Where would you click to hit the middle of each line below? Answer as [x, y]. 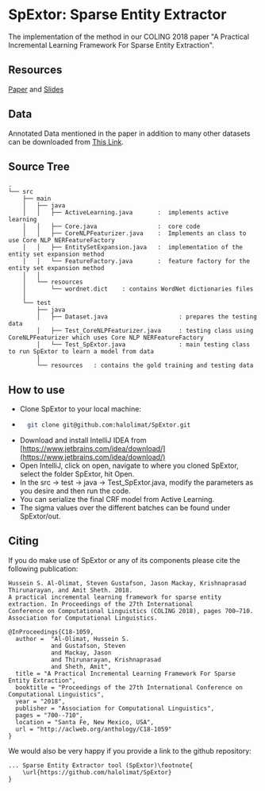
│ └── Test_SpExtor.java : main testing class [143, 345]
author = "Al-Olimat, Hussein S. [72, 639]
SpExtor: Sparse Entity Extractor [117, 15]
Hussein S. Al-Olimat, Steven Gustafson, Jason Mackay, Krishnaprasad [127, 583]
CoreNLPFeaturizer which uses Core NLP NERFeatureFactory [106, 338]
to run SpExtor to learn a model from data [81, 352]
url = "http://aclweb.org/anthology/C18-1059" [94, 729]
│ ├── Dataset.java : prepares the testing [147, 317]
